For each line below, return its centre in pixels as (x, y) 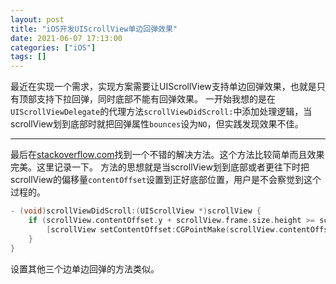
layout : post (37, 19)
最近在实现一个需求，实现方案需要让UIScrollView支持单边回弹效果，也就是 (163, 87)
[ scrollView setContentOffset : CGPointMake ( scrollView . (163, 229)
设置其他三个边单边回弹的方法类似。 (85, 268)
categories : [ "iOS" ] (53, 47)
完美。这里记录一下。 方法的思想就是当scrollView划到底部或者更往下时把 (160, 167)
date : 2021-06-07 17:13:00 (66, 38)
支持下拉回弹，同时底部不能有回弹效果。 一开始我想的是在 (156, 99)
